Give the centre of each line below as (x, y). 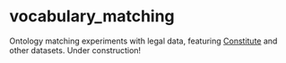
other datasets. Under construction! (75, 50)
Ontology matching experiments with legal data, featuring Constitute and (143, 41)
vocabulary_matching (92, 16)
